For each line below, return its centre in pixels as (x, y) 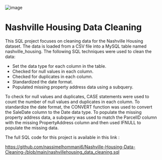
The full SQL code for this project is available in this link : (62, 137)
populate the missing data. (32, 128)
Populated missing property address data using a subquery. (73, 87)
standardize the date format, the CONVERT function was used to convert (79, 107)
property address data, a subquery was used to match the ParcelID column (81, 117)
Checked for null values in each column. (53, 71)
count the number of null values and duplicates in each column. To (72, 102)
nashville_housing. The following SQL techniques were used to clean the (79, 51)
